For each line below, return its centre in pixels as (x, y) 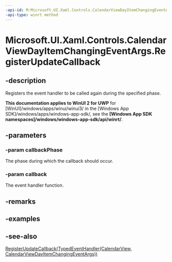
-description (26, 81)
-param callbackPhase (34, 150)
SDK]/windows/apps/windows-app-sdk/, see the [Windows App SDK (79, 114)
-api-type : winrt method (32, 15)
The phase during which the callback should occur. (59, 161)
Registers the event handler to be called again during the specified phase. (83, 93)
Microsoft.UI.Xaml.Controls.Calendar (86, 40)
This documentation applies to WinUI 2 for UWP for (61, 103)
